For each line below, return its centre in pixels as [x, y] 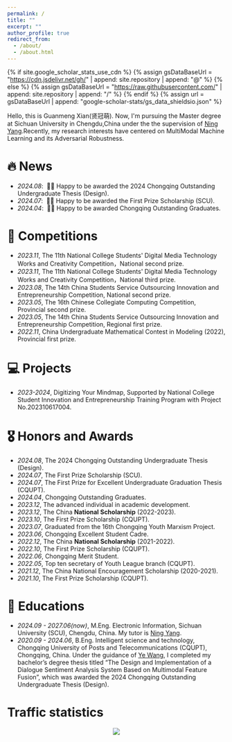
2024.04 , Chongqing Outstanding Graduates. [82, 497]
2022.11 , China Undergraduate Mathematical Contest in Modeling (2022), [121, 331]
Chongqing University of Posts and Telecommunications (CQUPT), [112, 647]
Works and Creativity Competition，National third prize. [97, 279]
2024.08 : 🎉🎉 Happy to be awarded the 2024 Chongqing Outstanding [116, 186]
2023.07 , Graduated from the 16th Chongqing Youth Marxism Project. [116, 526]
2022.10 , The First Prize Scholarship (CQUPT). [83, 549]
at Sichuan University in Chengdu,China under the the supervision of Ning [113, 123]
